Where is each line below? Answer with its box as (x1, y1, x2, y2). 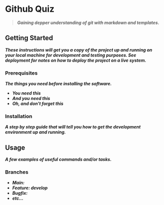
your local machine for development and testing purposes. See (5, 52, 136, 58)
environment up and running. (5, 129, 66, 135)
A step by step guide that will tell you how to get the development (5, 124, 141, 130)
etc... (12, 195, 23, 202)
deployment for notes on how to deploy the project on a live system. (5, 57, 146, 63)
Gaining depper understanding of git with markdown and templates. (17, 20, 160, 26)
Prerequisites (5, 70, 38, 77)
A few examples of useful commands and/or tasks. (5, 156, 112, 162)
